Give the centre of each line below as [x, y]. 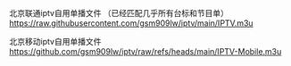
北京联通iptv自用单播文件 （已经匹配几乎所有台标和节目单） [119, 13]
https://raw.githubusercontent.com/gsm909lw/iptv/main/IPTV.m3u [131, 23]
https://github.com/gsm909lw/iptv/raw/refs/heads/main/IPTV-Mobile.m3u [145, 51]
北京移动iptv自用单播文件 [55, 41]
